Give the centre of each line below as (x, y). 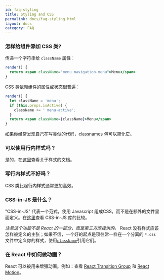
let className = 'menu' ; (35, 101)
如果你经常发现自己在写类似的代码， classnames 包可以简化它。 (70, 134)
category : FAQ (20, 28)
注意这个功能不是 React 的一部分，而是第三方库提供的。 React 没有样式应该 (82, 228)
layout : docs (19, 24)
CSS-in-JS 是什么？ (29, 200)
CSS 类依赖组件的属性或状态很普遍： (43, 87)
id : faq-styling (22, 10)
